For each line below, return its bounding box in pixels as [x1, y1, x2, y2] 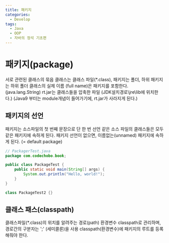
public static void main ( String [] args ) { [14, 167, 105, 172]
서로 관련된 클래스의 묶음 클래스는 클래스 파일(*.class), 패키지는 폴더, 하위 [5, 76, 150, 82]
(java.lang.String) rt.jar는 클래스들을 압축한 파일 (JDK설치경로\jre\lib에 [5, 89, 145, 95]
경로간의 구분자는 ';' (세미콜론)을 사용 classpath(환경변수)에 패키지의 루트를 [5, 226, 154, 232]
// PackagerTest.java [5, 148, 51, 154]
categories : [5, 12, 30, 17]
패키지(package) [5, 59, 74, 71]
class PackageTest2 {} [5, 190, 53, 195]
